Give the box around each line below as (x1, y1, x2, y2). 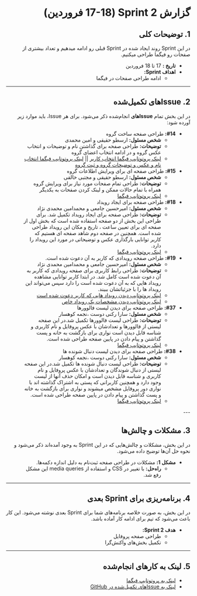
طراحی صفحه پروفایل (113, 533, 161, 540)
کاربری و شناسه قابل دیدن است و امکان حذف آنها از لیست (34, 372, 161, 380)
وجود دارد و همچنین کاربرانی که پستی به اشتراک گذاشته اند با (29, 378, 161, 385)
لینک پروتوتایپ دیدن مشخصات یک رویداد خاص (61, 298, 161, 305)
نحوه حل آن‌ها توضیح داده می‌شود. (116, 447, 191, 454)
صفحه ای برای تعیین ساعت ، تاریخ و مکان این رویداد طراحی (32, 223, 161, 230)
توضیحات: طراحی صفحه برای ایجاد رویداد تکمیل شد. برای (36, 211, 161, 218)
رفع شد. (143, 471, 161, 478)
